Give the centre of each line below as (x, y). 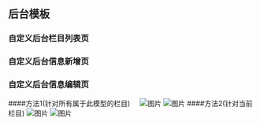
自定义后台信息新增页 (48, 61)
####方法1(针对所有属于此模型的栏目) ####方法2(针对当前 (131, 103)
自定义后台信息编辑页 (48, 85)
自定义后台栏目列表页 (48, 39)
